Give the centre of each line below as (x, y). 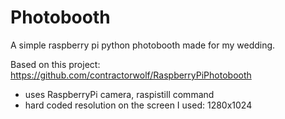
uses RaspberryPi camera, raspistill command (119, 94)
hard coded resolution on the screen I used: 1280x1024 (138, 105)
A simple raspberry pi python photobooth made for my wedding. (143, 45)
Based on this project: (55, 64)
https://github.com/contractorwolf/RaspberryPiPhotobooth (131, 75)
